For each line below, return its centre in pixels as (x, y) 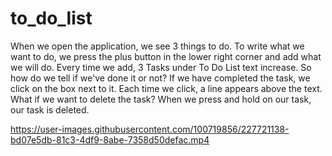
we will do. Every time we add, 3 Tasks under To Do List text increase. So (161, 67)
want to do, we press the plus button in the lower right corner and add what (166, 56)
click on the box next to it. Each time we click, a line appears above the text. (166, 88)
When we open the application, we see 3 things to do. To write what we (157, 46)
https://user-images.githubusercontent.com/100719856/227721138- (150, 129)
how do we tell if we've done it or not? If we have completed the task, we (160, 78)
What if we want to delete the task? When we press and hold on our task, (161, 99)
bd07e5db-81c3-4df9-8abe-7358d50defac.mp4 (110, 139)
